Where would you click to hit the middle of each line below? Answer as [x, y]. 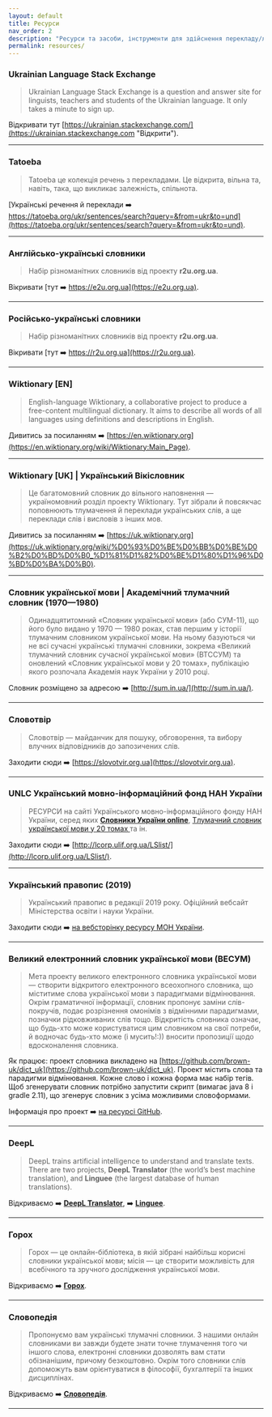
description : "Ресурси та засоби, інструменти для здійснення [115, 38]
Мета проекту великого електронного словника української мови [142, 977]
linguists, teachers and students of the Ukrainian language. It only [138, 100]
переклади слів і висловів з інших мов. [96, 518]
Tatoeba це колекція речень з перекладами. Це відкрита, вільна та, [144, 180]
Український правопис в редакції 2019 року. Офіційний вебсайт [138, 903]
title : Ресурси [34, 23]
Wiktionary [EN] [40, 384]
